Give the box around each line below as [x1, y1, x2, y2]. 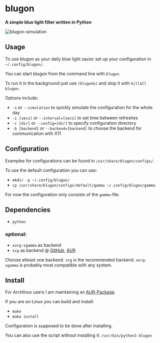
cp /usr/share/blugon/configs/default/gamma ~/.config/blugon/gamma [12, 183, 156, 188]
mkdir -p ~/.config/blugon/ [12, 178, 70, 183]
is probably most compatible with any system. [19, 262, 112, 268]
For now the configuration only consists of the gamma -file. [5, 191, 120, 197]
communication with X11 [12, 131, 61, 136]
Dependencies [5, 206, 51, 214]
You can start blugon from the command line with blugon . [5, 71, 121, 77]
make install [12, 315, 39, 319]
